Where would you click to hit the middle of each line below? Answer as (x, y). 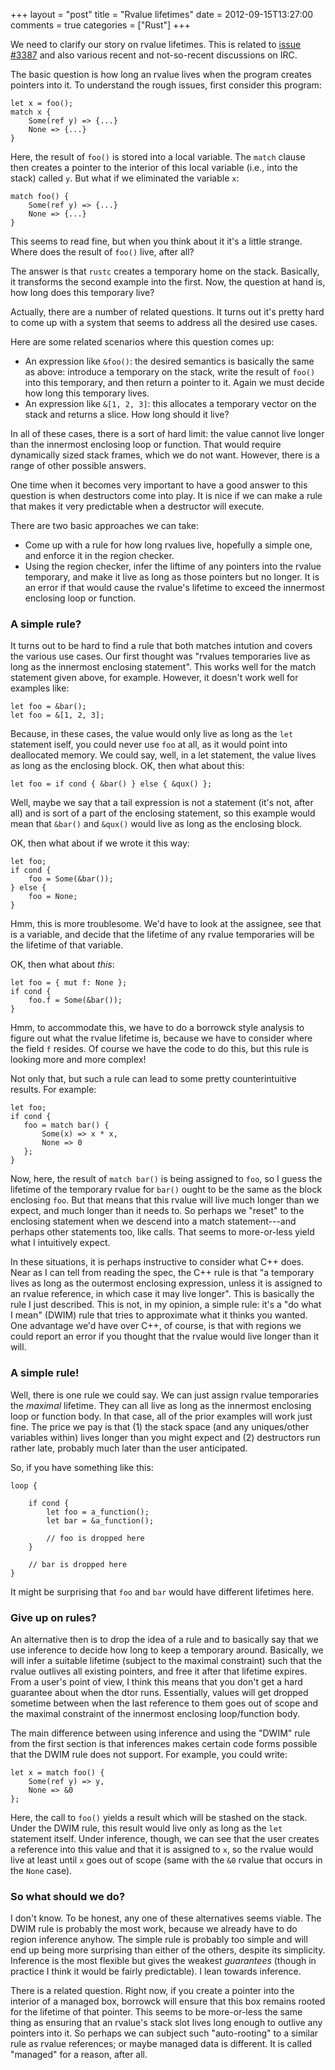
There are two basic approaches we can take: (105, 525)
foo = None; (53, 897)
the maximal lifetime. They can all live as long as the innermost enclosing (161, 1405)
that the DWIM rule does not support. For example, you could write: (149, 1754)
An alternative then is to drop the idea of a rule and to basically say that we (164, 1639)
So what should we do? (68, 1896)
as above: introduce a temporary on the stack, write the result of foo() (170, 372)
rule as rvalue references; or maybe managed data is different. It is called (161, 2044)
